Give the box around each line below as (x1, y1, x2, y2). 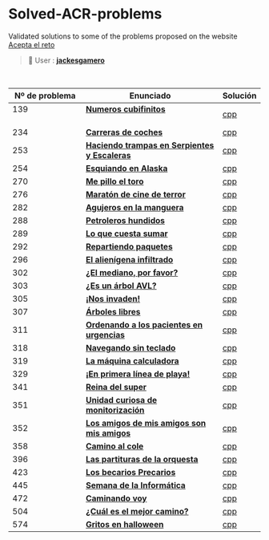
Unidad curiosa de (85, 394, 158, 405)
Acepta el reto (8, 39, 55, 49)
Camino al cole (85, 441, 144, 452)
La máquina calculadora (85, 355, 179, 366)
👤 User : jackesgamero (27, 55, 106, 65)
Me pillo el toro (85, 176, 144, 187)
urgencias (85, 329, 126, 340)
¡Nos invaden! (85, 293, 141, 304)
